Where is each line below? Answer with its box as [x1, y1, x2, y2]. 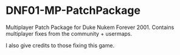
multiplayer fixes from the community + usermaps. [5, 30, 133, 37]
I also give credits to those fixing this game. [5, 42, 115, 49]
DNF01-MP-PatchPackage [5, 4, 141, 18]
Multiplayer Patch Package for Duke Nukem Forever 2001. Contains [5, 24, 175, 31]
